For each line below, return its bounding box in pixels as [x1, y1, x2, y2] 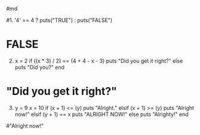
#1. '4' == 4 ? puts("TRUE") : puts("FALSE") [6, 17, 113, 23]
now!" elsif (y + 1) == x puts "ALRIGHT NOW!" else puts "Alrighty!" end [14, 111, 189, 118]
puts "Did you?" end [14, 63, 64, 70]
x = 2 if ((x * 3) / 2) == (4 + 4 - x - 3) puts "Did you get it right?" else [14, 57, 183, 65]
